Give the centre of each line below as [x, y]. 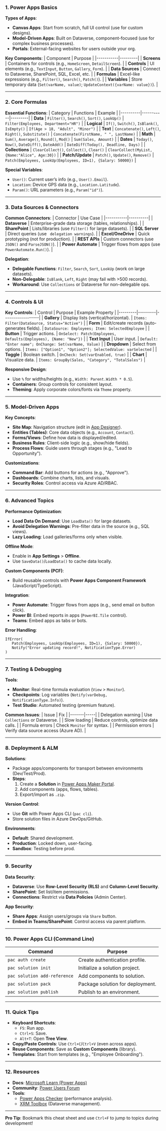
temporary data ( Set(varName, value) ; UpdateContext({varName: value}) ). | [82, 85]
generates [16, 328]
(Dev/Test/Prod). [29, 774]
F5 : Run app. [32, 1028]
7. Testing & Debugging [33, 669]
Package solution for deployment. [117, 984]
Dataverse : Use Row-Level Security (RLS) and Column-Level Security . [86, 886]
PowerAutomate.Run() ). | [29, 249]
